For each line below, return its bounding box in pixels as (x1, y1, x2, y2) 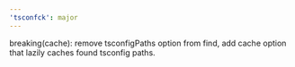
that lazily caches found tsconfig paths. (9, 46, 156, 58)
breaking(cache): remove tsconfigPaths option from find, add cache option (9, 38, 287, 48)
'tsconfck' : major (9, 13, 78, 22)
